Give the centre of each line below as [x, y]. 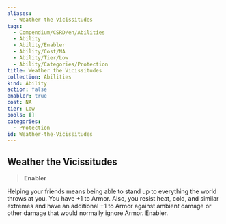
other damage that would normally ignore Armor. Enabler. [88, 213]
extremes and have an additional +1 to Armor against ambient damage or [109, 206]
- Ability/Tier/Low [41, 58]
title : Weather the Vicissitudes [55, 70]
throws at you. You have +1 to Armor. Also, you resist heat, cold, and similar [113, 199]
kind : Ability [27, 83]
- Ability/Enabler [40, 45]
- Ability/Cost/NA [40, 52]
